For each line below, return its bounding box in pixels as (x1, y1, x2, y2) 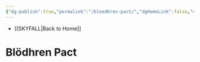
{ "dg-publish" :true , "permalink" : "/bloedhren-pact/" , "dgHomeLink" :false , (5, 8, 190, 15)
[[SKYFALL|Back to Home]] (14, 25, 81, 32)
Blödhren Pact (5, 45, 77, 59)
